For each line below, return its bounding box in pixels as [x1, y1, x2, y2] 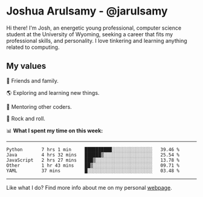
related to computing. [6, 44, 60, 51]
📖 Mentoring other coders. [6, 103, 72, 110]
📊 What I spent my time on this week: [6, 127, 103, 134]
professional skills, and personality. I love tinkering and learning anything [6, 37, 187, 44]
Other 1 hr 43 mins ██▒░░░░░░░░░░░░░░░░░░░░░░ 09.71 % [6, 162, 180, 169]
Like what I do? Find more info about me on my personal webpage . [6, 184, 172, 191]
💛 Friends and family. [6, 77, 59, 84]
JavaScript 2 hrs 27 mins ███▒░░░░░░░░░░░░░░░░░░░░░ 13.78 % [6, 157, 180, 163]
